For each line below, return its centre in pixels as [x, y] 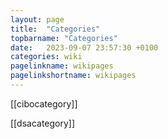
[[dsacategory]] [43, 123]
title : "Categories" [55, 29]
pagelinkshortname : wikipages [73, 76]
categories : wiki [46, 57]
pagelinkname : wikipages [62, 66]
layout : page [37, 19]
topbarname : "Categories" [64, 38]
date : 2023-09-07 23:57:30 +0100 [84, 47]
